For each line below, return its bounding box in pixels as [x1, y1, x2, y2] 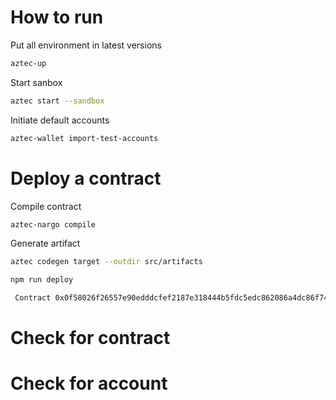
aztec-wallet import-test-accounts [10, 133, 159, 143]
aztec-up [10, 58, 47, 68]
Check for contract [10, 327, 171, 350]
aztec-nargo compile [10, 219, 97, 230]
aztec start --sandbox [10, 96, 105, 106]
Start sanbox [10, 76, 63, 88]
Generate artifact [10, 237, 81, 250]
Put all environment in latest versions [10, 39, 162, 51]
